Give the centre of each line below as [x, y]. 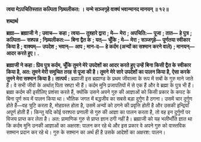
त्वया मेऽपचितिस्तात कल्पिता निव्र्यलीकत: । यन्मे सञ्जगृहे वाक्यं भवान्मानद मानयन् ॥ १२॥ [87, 9]
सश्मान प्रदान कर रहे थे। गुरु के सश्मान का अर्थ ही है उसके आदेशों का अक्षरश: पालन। [86, 132]
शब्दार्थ [12, 21]
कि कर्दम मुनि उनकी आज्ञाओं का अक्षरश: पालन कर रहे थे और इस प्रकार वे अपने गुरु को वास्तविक [96, 126]
